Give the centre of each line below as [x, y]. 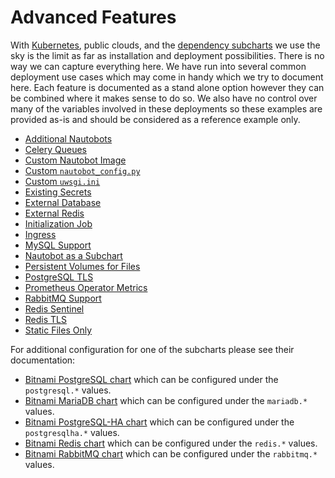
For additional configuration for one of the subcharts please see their [152, 349]
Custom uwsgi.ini [62, 181]
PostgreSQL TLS [59, 277]
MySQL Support [58, 245]
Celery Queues [56, 149]
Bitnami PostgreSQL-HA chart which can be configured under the [159, 422]
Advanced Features [93, 17]
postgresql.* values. [68, 390]
